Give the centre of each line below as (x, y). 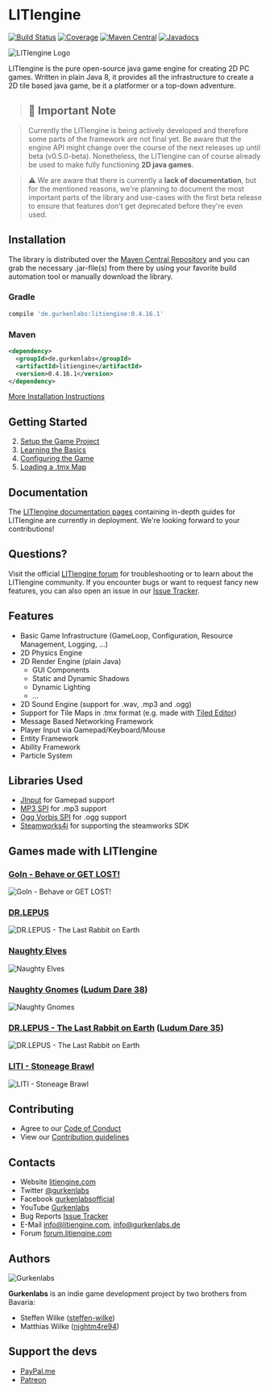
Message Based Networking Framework (87, 721)
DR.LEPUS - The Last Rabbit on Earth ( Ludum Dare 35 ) (116, 1028)
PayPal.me (37, 1371)
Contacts (32, 1162)
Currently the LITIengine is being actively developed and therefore (138, 130)
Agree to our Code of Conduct (71, 1128)
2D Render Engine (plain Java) (71, 661)
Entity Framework (49, 738)
